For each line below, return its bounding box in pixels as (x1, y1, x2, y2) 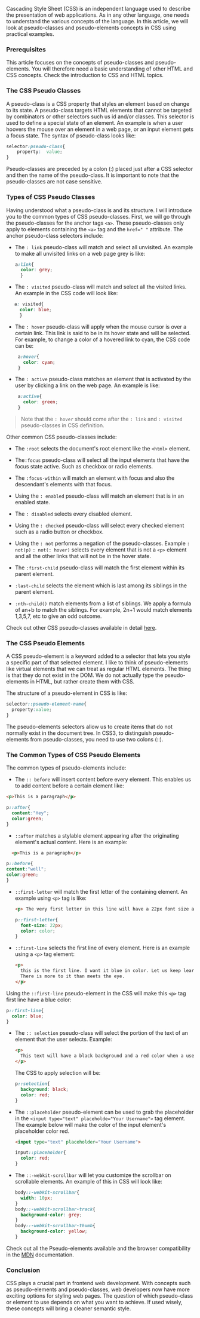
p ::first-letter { (14, 917, 59, 922)
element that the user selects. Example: (14, 1036, 112, 1043)
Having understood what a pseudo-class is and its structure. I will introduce (6, 206, 192, 214)
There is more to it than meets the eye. (20, 973, 125, 979)
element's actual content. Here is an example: (14, 838, 128, 845)
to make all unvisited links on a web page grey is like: (14, 250, 146, 257)
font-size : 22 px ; (20, 922, 64, 928)
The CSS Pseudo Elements (6, 639, 85, 647)
